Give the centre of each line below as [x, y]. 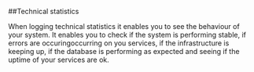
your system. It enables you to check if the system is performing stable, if [127, 35]
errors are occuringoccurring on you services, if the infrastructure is [119, 43]
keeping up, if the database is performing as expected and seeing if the [124, 51]
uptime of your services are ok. [59, 59]
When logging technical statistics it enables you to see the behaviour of [124, 26]
